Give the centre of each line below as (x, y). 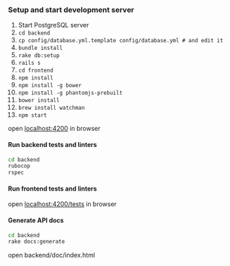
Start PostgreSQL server (53, 25)
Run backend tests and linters (52, 144)
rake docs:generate (37, 242)
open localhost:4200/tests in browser (62, 204)
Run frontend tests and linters (52, 189)
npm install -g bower (50, 86)
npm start (33, 115)
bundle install (40, 48)
